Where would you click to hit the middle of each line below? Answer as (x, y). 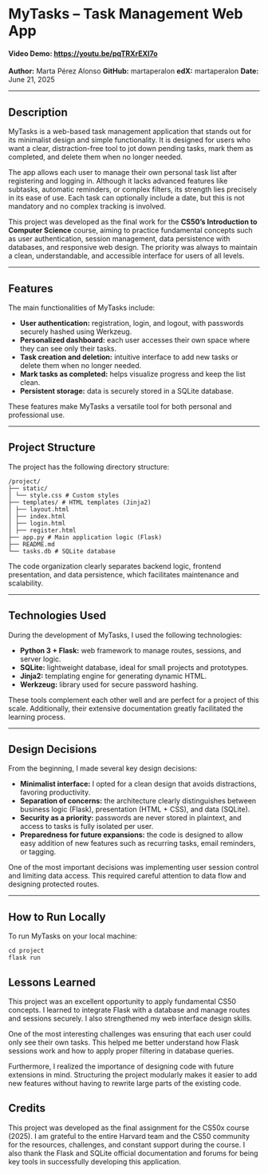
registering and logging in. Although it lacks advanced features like (118, 181)
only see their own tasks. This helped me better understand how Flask (124, 1042)
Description (38, 112)
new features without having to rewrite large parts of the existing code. (125, 1084)
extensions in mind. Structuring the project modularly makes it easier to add (133, 1075)
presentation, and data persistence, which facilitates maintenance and (124, 574)
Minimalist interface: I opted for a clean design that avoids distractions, (138, 784)
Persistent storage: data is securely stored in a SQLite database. (126, 391)
